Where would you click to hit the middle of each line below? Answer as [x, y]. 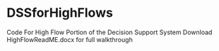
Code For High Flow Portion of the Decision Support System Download [109, 32]
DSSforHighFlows [60, 13]
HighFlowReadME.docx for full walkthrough [70, 39]
